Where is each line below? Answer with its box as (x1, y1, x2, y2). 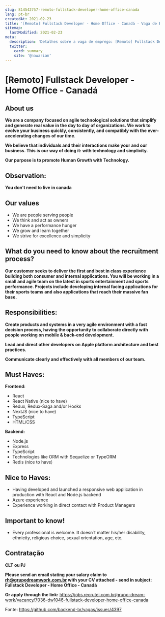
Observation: (5, 171, 47, 180)
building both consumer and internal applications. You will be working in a (5, 273, 159, 279)
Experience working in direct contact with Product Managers (12, 502, 136, 508)
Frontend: (5, 384, 26, 390)
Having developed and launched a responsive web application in (12, 487, 143, 492)
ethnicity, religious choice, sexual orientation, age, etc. (12, 535, 123, 541)
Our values (5, 199, 39, 207)
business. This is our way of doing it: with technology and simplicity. (5, 148, 148, 154)
